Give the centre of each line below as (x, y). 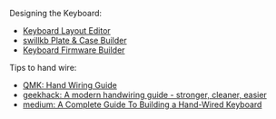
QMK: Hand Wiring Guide (70, 85)
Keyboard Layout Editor (66, 30)
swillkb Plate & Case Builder (74, 40)
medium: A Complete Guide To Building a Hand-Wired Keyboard (142, 104)
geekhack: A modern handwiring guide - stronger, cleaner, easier (145, 95)
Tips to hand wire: (43, 68)
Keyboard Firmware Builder (74, 50)
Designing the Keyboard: (56, 13)
